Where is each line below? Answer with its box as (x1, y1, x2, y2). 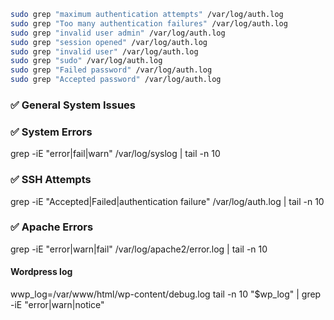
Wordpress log (10, 266, 73, 278)
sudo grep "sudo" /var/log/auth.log (10, 56, 163, 66)
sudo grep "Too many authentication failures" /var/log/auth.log (10, 18, 288, 29)
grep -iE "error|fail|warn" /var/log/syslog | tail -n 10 (10, 148, 221, 160)
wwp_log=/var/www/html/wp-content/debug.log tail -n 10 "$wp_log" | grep (10, 288, 322, 300)
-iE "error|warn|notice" (10, 299, 105, 311)
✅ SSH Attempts (10, 173, 92, 187)
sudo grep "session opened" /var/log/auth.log (10, 37, 208, 47)
